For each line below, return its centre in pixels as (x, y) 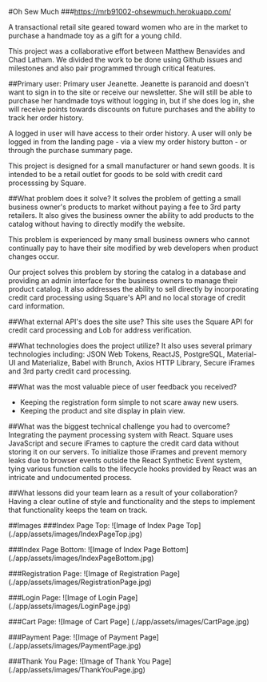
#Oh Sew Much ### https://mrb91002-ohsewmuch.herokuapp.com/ (120, 12)
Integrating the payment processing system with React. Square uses (121, 435)
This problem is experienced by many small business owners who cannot (129, 239)
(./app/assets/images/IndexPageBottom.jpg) (81, 558)
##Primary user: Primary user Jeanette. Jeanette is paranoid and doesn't (129, 84)
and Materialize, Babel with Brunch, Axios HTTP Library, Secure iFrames (136, 363)
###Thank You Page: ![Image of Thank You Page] (90, 661)
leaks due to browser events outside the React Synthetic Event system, (125, 460)
